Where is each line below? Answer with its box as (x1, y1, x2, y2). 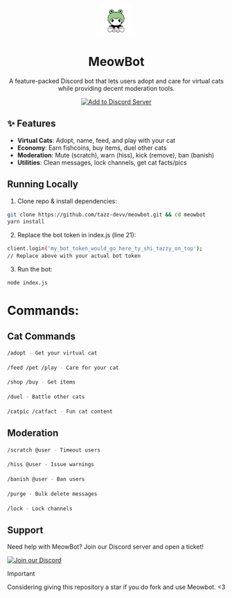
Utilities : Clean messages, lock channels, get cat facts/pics (17, 158, 187, 166)
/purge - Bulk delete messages (7, 490, 98, 497)
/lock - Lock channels (7, 505, 73, 512)
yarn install (7, 219, 45, 225)
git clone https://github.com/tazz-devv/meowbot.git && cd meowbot (7, 211, 206, 218)
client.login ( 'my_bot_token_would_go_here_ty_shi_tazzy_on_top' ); (7, 245, 203, 253)
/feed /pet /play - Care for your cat (7, 364, 119, 371)
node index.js (7, 280, 48, 287)
